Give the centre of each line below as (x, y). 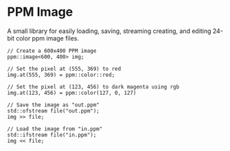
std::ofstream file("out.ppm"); (53, 111)
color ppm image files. (47, 38)
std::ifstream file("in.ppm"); (52, 135)
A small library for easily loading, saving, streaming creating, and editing (109, 31)
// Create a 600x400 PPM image (52, 51)
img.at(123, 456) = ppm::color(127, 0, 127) (72, 93)
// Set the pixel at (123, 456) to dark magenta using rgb (93, 86)
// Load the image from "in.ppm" (55, 129)
